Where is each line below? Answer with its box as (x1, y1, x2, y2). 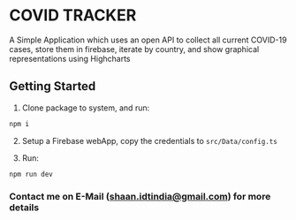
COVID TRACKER (9, 5, 137, 26)
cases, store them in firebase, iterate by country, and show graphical (9, 43, 260, 54)
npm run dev (9, 170, 53, 178)
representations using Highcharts (9, 53, 131, 64)
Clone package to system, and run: (21, 102, 150, 113)
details (9, 201, 40, 214)
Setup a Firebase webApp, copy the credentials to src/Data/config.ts (21, 135, 278, 146)
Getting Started (9, 79, 96, 94)
